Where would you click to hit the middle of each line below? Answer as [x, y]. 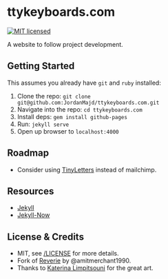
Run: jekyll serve [43, 124]
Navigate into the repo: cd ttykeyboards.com [80, 109]
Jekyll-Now [33, 215]
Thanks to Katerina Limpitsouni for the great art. [85, 268]
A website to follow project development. [65, 44]
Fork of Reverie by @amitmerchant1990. [74, 261]
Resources [31, 191]
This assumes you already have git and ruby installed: [84, 83]
